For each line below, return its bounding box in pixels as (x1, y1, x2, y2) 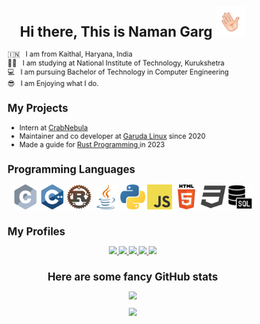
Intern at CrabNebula (18, 123, 88, 132)
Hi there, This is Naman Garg (20, 23, 213, 41)
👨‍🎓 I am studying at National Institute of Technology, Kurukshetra (7, 58, 225, 68)
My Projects (7, 102, 68, 115)
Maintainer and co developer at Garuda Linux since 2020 (18, 131, 206, 141)
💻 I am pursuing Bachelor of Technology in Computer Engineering (7, 67, 230, 76)
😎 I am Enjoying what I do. (7, 78, 99, 88)
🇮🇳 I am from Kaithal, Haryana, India (7, 49, 133, 58)
